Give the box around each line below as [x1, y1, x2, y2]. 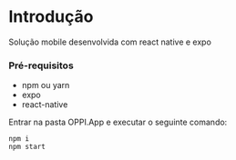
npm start [8, 143, 46, 152]
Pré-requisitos [8, 59, 74, 72]
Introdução [8, 6, 94, 27]
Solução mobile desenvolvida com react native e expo [8, 36, 211, 47]
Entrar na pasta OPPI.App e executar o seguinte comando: [8, 116, 228, 128]
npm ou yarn [21, 80, 70, 91]
